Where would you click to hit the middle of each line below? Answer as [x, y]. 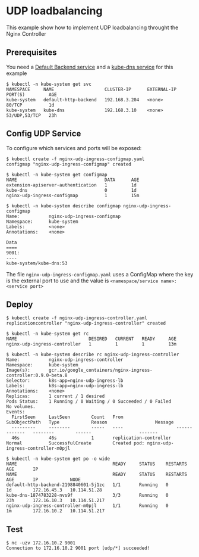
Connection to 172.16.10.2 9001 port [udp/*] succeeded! [78, 548]
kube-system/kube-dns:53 [37, 263]
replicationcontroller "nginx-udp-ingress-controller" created [86, 323]
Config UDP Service [44, 134]
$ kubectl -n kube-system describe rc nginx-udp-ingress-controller [93, 355]
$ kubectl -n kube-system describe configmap [63, 206]
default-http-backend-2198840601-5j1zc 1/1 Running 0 [87, 485]
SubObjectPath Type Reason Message [90, 422]
